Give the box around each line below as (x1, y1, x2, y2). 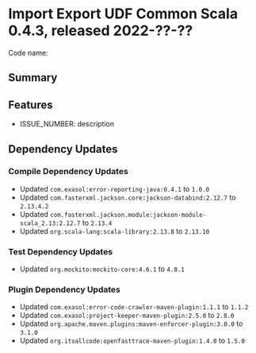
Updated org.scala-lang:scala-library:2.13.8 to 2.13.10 (19, 226, 210, 235)
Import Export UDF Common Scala (8, 5, 239, 23)
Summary (8, 71, 58, 84)
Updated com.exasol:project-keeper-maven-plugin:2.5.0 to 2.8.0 (19, 311, 235, 320)
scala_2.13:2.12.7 (19, 219, 81, 227)
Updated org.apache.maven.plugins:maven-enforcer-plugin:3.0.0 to (19, 319, 243, 328)
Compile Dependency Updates (8, 166, 128, 177)
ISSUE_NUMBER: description (19, 119, 115, 129)
